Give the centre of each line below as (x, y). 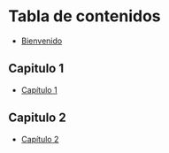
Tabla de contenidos (84, 16)
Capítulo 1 (39, 89)
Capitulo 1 (36, 69)
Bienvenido (42, 41)
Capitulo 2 (38, 118)
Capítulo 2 (40, 139)
